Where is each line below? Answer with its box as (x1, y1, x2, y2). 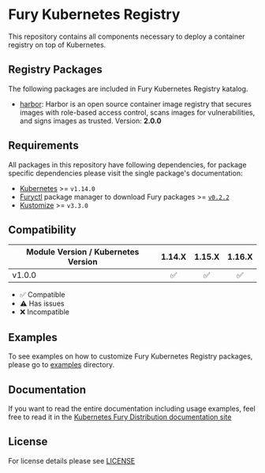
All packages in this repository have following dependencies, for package (8, 160, 247, 169)
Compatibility (8, 223, 77, 236)
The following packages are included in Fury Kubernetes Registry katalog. (8, 84, 248, 93)
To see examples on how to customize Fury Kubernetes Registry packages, (8, 351, 253, 361)
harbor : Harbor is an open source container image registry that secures (19, 99, 252, 108)
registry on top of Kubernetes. (8, 39, 106, 49)
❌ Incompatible (19, 307, 69, 317)
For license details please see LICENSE (8, 456, 136, 465)
